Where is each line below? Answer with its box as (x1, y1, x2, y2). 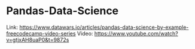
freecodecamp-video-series (6, 30, 76, 37)
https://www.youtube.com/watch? (94, 30, 178, 37)
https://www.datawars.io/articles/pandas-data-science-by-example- (19, 24, 189, 31)
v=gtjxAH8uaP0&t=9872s (6, 36, 69, 43)
